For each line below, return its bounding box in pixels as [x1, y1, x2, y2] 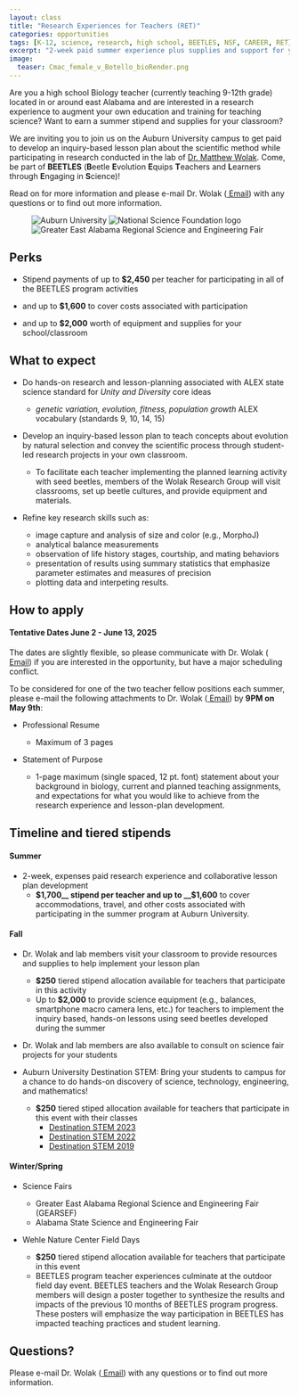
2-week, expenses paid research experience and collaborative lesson [21, 870, 278, 881]
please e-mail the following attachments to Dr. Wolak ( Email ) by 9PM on [9, 693, 275, 704]
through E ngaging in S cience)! [9, 170, 121, 181]
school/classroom [21, 327, 88, 338]
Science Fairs [21, 1181, 73, 1192]
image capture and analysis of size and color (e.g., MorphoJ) [35, 529, 260, 540]
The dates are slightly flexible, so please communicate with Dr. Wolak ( [9, 647, 269, 658]
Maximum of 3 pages [35, 737, 114, 748]
